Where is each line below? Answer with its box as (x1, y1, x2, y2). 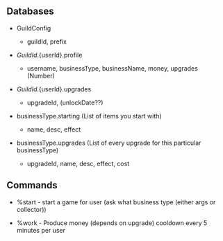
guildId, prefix (26, 37, 67, 46)
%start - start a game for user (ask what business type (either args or (16, 197, 216, 206)
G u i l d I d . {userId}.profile (16, 51, 83, 59)
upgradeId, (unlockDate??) (26, 98, 104, 107)
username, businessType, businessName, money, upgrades (26, 64, 199, 72)
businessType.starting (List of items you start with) (16, 111, 162, 120)
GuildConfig (16, 24, 51, 32)
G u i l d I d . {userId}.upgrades (16, 84, 92, 93)
